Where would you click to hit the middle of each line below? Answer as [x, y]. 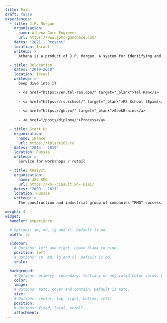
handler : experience [31, 221]
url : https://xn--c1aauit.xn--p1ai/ [56, 184]
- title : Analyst [28, 170]
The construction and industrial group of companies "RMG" [81, 203]
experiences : [19, 19]
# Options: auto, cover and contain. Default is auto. [72, 289]
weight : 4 [15, 212]
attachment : [26, 313]
